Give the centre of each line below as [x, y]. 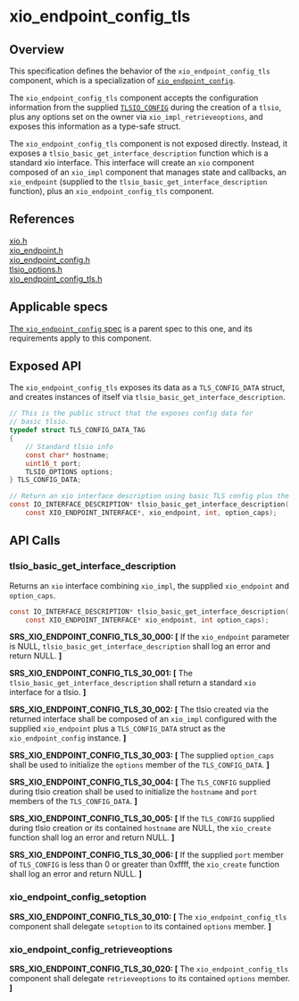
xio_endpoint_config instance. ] [68, 738]
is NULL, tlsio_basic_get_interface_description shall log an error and [140, 647]
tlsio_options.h [36, 269]
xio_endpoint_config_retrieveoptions [91, 949]
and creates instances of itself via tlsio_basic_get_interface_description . [147, 397]
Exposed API [46, 366]
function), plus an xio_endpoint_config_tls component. [112, 191]
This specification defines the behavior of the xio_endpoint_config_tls [140, 71]
